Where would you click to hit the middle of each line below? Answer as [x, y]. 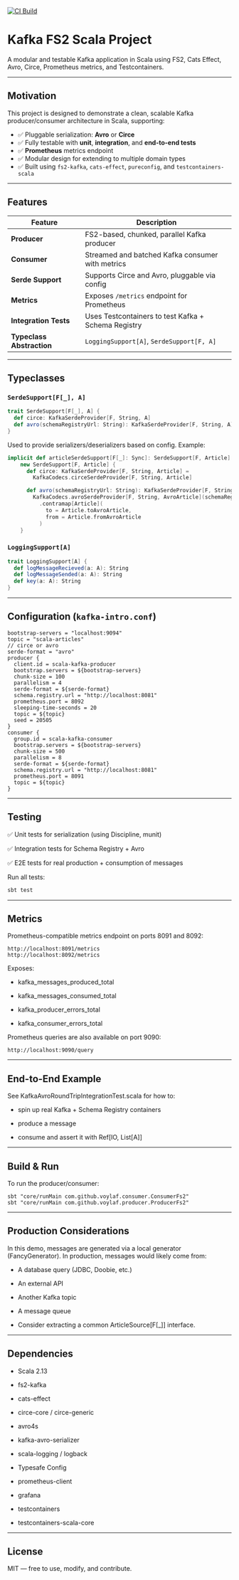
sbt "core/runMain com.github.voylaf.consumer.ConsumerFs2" [99, 1196]
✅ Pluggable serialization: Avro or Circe [76, 134]
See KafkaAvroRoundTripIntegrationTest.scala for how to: [91, 1096]
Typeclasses [36, 378]
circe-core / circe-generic [56, 1412]
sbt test [20, 890]
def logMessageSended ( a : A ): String [68, 575]
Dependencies [40, 1354]
